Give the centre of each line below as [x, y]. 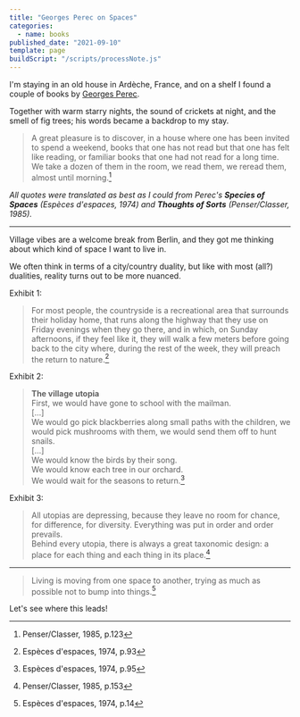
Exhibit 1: [25, 293]
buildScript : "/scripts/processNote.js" [86, 59]
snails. [43, 441]
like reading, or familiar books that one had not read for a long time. [155, 157]
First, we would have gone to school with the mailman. [131, 404]
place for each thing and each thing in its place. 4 [121, 554]
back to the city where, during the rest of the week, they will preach [156, 348]
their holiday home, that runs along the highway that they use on [150, 320]
